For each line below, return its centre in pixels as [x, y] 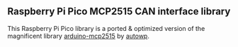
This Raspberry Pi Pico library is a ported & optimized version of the [106, 28]
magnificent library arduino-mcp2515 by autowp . [79, 36]
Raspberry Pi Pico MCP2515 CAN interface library [119, 12]
